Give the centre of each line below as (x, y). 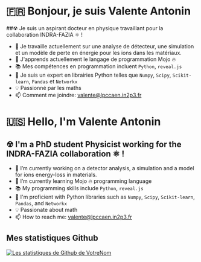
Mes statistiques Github (52, 238)
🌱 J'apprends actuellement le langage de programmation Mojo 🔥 (95, 59)
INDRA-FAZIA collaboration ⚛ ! (65, 154)
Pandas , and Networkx (41, 203)
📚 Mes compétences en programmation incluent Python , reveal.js (98, 66)
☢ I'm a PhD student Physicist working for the (94, 144)
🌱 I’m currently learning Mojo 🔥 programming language (83, 181)
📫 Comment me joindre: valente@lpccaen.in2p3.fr (78, 95)
